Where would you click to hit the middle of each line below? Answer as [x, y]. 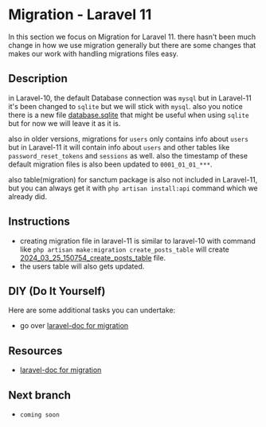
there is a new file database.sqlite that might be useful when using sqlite [129, 115]
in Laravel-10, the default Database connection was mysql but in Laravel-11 [130, 98]
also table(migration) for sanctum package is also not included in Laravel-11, [133, 179]
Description [38, 78]
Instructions [39, 222]
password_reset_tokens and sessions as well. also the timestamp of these [128, 155]
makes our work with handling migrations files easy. [94, 53]
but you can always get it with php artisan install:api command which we [133, 188]
